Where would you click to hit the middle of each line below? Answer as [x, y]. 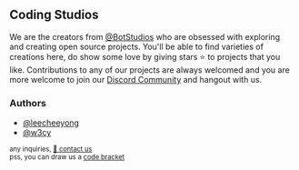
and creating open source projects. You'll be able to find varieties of [136, 46]
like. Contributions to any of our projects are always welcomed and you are [150, 70]
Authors [28, 103]
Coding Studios [54, 15]
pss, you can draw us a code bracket [67, 157]
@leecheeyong [51, 123]
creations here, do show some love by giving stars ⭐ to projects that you [145, 56]
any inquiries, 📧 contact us [51, 149]
